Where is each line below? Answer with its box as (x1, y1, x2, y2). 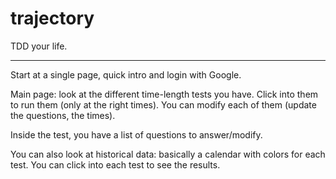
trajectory (10, 7, 95, 30)
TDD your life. (10, 40, 68, 52)
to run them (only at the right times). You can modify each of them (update (10, 98, 317, 111)
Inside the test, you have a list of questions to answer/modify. (10, 128, 263, 141)
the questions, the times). (10, 109, 116, 121)
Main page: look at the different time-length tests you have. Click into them (10, 88, 319, 100)
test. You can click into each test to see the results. (10, 158, 221, 171)
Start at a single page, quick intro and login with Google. (10, 68, 242, 81)
